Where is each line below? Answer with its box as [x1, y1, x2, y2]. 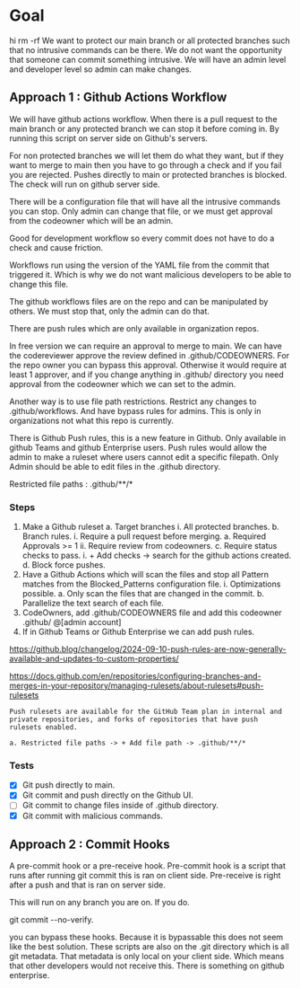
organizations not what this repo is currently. [9, 415, 175, 426]
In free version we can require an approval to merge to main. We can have [9, 340, 282, 351]
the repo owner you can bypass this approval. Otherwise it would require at [9, 359, 287, 370]
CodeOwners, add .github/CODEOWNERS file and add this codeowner [21, 607, 282, 618]
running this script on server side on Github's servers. [9, 132, 209, 144]
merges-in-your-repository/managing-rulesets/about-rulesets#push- [9, 680, 264, 692]
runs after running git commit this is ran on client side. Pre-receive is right [9, 870, 281, 881]
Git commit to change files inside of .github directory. [21, 800, 219, 811]
